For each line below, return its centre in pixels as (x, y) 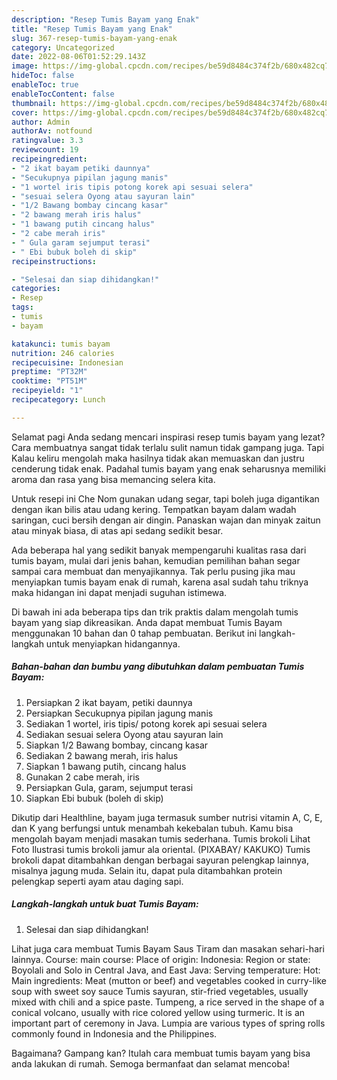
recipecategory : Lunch (58, 400)
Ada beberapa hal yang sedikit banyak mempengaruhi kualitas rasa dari (159, 550)
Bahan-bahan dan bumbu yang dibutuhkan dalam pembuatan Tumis (158, 667)
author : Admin (41, 122)
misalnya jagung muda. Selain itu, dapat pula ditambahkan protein (147, 870)
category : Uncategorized (63, 47)
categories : (36, 289)
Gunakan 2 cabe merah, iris (82, 777)
